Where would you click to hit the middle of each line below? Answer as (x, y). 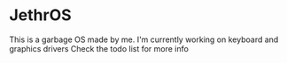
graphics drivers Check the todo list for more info (99, 48)
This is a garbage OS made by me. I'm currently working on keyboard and (144, 39)
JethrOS (41, 15)
